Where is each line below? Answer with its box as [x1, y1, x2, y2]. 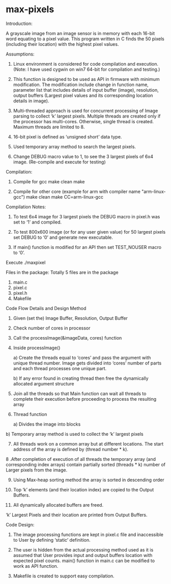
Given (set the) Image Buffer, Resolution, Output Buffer [13, 315, 128, 321]
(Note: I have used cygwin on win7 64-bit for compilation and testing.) [13, 66, 160, 72]
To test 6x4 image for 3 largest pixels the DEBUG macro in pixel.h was [13, 213, 160, 219]
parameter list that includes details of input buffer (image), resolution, [13, 87, 159, 93]
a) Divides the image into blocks [13, 421, 81, 427]
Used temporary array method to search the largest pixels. [13, 144, 136, 150]
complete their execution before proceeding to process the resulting [13, 396, 157, 402]
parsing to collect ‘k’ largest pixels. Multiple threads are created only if [13, 113, 161, 119]
